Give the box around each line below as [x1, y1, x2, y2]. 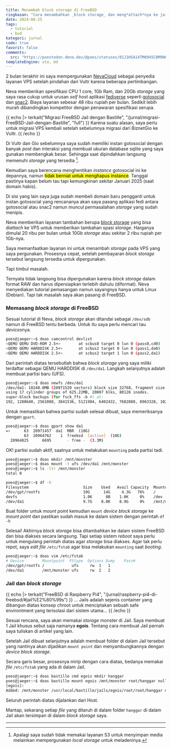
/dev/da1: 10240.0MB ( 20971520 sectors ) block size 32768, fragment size [6, 385, 165, 390]
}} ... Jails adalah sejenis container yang [69, 597, 153, 603]
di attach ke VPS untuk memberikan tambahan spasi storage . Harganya [6, 224, 154, 231]
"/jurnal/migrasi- [125, 115, 160, 121]
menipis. [6, 209, 24, 216]
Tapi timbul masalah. [6, 266, 49, 272]
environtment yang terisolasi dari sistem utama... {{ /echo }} [6, 608, 131, 614]
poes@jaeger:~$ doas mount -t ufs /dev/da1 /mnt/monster [6, 461, 129, 467]
